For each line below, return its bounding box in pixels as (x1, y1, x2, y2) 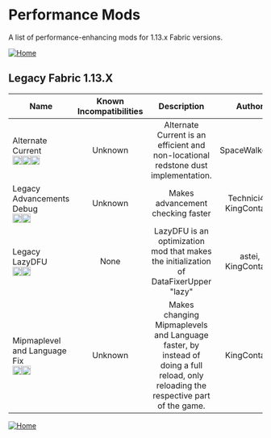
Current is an (156, 129, 206, 141)
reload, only (159, 369, 204, 381)
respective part (152, 390, 211, 401)
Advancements (12, 192, 70, 204)
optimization (157, 235, 206, 246)
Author (236, 100, 264, 112)
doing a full (160, 360, 203, 371)
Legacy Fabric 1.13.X (8, 71, 114, 86)
